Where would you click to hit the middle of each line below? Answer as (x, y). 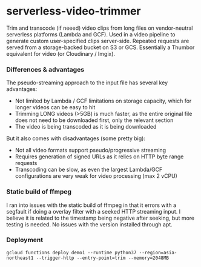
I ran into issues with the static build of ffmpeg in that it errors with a (91, 205)
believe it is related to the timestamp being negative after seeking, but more (100, 218)
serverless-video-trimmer (74, 11)
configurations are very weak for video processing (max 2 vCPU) (96, 176)
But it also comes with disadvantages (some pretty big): (76, 138)
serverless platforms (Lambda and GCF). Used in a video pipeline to (91, 34)
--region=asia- (158, 252)
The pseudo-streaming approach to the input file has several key (87, 83)
